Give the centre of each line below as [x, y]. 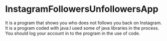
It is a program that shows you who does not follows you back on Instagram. [83, 23]
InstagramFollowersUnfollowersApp [82, 9]
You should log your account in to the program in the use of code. [73, 33]
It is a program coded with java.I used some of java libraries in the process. [82, 28]
